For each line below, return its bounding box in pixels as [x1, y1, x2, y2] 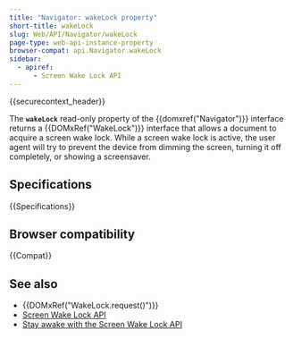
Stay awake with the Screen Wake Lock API [21, 319, 183, 330]
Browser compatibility [9, 226, 136, 241]
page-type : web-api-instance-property [9, 38, 154, 47]
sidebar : [9, 55, 42, 63]
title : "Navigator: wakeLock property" [9, 13, 158, 22]
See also [9, 276, 58, 292]
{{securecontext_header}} [9, 96, 105, 106]
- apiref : [17, 63, 54, 72]
